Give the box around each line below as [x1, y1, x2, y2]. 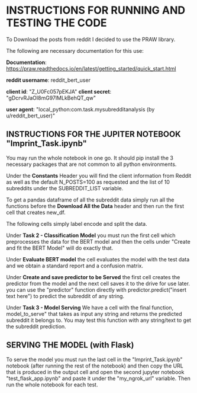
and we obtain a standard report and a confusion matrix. [6, 262, 144, 269]
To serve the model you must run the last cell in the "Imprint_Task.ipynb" [6, 356, 183, 363]
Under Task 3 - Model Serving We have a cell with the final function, [6, 303, 174, 311]
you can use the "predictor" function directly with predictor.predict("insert [6, 286, 187, 293]
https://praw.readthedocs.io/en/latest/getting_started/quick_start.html [6, 65, 176, 72]
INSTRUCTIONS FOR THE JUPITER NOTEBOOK [6, 129, 182, 139]
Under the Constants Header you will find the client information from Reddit [6, 172, 192, 179]
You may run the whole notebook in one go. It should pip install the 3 [6, 154, 173, 161]
